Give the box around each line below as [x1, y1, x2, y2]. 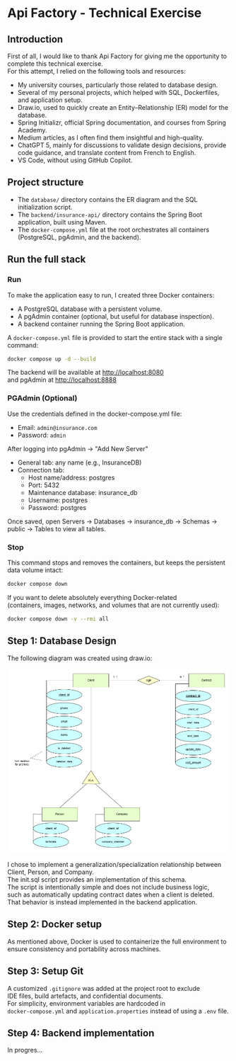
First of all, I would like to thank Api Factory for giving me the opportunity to [7, 52, 228, 60]
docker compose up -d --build [7, 356, 97, 363]
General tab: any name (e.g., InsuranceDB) [17, 458, 142, 467]
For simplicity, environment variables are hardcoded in [7, 999, 166, 1007]
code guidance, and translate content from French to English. [17, 149, 196, 157]
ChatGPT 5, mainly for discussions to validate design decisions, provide [17, 141, 227, 149]
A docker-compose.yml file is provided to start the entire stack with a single [7, 333, 223, 341]
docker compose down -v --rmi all [7, 615, 110, 623]
